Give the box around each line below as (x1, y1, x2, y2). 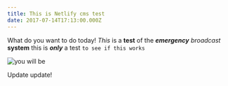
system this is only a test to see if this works (7, 43, 145, 52)
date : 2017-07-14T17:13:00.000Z (7, 17, 102, 24)
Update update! (7, 71, 53, 79)
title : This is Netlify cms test (7, 10, 105, 17)
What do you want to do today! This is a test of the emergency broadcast (7, 36, 221, 44)
